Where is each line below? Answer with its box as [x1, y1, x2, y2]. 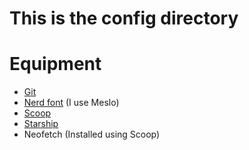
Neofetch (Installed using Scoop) [23, 128, 161, 141]
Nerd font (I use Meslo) [23, 97, 120, 109]
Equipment [9, 53, 102, 76]
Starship [23, 118, 59, 130]
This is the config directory [9, 7, 239, 30]
